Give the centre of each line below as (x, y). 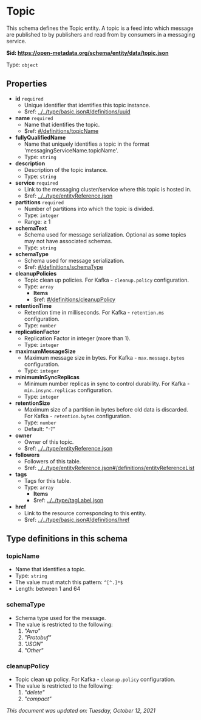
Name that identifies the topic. (62, 124)
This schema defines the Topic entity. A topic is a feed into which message (100, 28)
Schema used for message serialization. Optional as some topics (105, 234)
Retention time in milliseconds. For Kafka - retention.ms (94, 312)
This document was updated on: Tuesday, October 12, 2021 (81, 711)
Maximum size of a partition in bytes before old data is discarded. (106, 409)
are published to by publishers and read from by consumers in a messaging (101, 34)
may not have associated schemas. (68, 241)
